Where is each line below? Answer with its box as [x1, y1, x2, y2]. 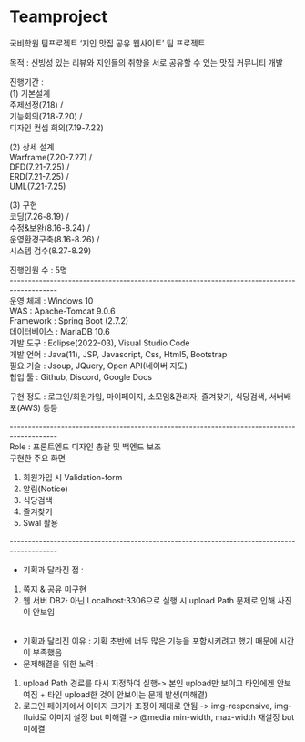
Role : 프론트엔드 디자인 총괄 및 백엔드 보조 [9, 440, 162, 452]
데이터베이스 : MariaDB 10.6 [9, 325, 111, 336]
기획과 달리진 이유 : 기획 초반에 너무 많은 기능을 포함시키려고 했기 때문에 [22, 635, 278, 646]
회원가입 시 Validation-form [22, 471, 123, 482]
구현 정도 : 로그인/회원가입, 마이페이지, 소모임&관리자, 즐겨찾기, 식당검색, [9, 390, 268, 402]
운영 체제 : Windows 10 [9, 294, 94, 306]
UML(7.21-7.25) [9, 180, 66, 191]
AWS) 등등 [19, 402, 58, 413]
